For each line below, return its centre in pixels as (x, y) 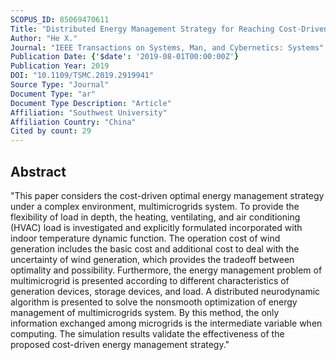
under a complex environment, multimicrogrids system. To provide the (155, 206)
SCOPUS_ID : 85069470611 (60, 19)
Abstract (38, 171)
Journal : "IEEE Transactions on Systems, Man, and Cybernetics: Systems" (167, 47)
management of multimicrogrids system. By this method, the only (145, 312)
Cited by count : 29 (51, 131)
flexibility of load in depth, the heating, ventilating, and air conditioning (155, 217)
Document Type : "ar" (53, 94)
